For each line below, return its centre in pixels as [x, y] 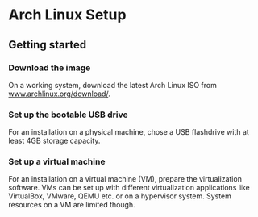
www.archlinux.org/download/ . [59, 94]
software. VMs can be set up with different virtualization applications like [129, 188]
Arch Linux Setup [67, 15]
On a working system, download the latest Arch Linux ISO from [113, 85]
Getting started [48, 45]
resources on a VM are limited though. [72, 205]
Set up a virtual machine [57, 161]
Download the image [50, 68]
